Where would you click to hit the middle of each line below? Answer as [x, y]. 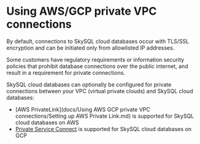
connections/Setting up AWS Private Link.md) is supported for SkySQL [105, 116]
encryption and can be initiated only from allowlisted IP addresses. [90, 48]
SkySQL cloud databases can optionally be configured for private [89, 85]
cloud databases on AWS [47, 122]
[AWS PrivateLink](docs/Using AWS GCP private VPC [83, 109]
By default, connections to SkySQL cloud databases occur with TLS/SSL [98, 41]
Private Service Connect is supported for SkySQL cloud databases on [103, 129]
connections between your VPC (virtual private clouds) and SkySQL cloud [100, 91]
